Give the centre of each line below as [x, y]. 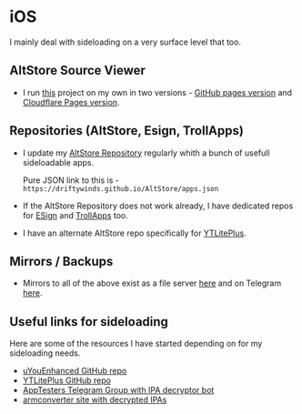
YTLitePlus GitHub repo [67, 380]
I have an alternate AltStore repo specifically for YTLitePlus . [135, 233]
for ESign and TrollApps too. [75, 215]
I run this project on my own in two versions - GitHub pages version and [157, 92]
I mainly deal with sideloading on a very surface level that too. [125, 42]
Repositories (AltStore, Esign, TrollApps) [126, 131]
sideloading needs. [45, 353]
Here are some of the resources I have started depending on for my [136, 344]
